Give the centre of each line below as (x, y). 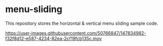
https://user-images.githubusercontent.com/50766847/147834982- (76, 33)
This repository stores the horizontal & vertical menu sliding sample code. (82, 23)
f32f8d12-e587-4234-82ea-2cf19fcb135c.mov (53, 38)
